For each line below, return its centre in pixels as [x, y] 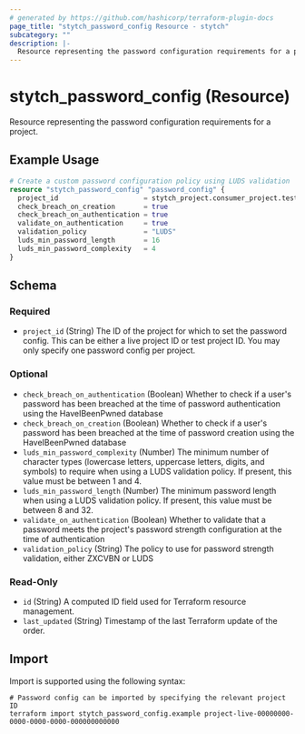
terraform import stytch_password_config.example [105, 714]
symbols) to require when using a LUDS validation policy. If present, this [157, 471]
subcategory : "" [40, 35]
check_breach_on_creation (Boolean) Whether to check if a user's [145, 423]
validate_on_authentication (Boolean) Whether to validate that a [144, 519]
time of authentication [64, 538]
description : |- [40, 43]
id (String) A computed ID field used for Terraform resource [134, 601]
